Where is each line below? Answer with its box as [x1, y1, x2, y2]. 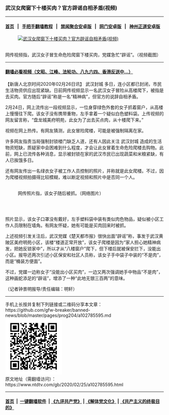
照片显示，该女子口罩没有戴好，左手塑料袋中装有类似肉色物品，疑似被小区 [5, 216, 159, 222]
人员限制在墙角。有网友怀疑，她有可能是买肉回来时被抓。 [9, 222, 129, 228]
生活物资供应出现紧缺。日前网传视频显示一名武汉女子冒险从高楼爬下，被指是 [5, 87, 164, 93]
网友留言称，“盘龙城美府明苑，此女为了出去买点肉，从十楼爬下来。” [5, 117, 144, 123]
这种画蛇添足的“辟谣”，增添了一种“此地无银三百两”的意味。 [5, 275, 128, 281]
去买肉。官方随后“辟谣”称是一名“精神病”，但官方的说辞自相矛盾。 [5, 93, 141, 99]
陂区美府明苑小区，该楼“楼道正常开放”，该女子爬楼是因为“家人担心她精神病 [5, 239, 161, 245]
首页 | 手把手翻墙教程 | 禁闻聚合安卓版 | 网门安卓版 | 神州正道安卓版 [5, 23, 160, 29]
